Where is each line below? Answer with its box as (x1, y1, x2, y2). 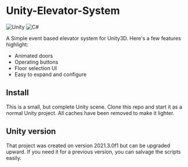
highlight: (6, 41, 29, 48)
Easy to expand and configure (14, 71, 87, 78)
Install (6, 88, 29, 98)
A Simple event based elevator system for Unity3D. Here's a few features (6, 34, 182, 41)
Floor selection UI (14, 64, 57, 71)
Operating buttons (14, 58, 59, 65)
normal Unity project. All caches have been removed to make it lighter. (6, 109, 175, 116)
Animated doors (14, 52, 54, 59)
